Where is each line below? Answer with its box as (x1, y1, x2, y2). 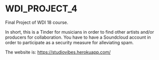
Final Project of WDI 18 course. (5, 19, 69, 25)
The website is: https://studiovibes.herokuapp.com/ (5, 49, 111, 55)
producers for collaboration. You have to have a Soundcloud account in (5, 34, 151, 40)
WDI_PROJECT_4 (5, 3, 78, 14)
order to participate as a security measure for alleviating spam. (5, 39, 134, 45)
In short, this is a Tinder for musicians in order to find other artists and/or (5, 29, 154, 35)
